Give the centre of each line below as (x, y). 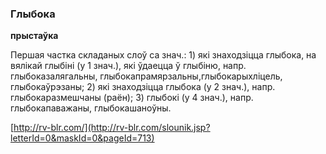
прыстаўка (34, 36)
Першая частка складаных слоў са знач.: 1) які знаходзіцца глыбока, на (163, 55)
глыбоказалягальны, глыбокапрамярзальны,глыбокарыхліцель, (146, 76)
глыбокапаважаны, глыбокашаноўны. (91, 108)
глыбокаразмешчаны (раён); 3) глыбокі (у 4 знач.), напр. (132, 98)
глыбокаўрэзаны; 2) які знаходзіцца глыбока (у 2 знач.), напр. (143, 87)
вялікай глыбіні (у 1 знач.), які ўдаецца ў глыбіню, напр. (128, 66)
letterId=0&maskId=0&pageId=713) (82, 138)
